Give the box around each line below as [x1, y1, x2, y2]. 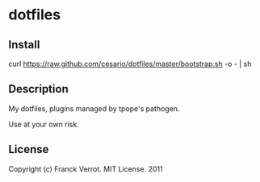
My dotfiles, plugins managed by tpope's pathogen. [8, 103, 180, 114]
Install [8, 38, 40, 52]
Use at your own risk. [8, 119, 79, 129]
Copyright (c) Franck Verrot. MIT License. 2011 [8, 163, 163, 174]
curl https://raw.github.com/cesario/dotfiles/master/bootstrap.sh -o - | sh [8, 59, 252, 68]
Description [8, 82, 69, 96]
